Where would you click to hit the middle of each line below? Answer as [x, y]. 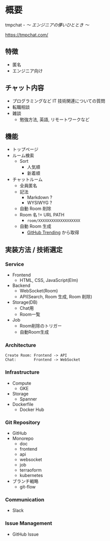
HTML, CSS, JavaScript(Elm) [49, 280]
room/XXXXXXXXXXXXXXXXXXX [54, 221]
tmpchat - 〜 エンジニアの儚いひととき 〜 [47, 25]
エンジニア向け [27, 70]
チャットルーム [27, 180]
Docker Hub [32, 409]
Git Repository [23, 422]
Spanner [28, 399]
